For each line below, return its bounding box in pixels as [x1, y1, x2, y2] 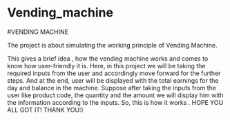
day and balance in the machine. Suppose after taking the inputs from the [7, 83, 216, 92]
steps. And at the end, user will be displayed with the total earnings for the [7, 76, 219, 84]
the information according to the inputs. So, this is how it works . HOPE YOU [7, 98, 224, 106]
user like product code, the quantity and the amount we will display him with [7, 91, 224, 99]
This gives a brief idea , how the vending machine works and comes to [7, 54, 209, 63]
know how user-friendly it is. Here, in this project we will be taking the [7, 61, 206, 70]
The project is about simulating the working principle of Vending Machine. [7, 41, 218, 49]
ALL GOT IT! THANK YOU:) [7, 106, 84, 114]
